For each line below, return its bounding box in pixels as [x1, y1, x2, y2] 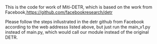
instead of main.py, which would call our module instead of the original [5, 29, 149, 35]
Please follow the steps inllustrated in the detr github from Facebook [5, 19, 144, 24]
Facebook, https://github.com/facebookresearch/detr [5, 9, 113, 15]
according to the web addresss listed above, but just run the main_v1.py [5, 24, 151, 30]
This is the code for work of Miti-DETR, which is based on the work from [5, 4, 153, 10]
